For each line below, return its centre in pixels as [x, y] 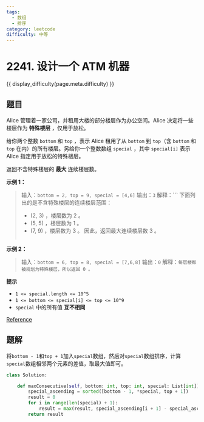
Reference [19, 319]
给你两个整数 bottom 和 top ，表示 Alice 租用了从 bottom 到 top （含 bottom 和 [101, 141]
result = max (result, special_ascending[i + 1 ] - [103, 409]
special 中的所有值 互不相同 [50, 307]
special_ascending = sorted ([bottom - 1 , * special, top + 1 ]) [108, 392]
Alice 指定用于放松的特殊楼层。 [45, 156]
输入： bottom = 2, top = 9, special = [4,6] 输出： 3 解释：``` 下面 [106, 195]
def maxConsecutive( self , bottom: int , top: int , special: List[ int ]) [108, 386]
